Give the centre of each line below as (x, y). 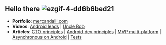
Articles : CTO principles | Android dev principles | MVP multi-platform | (87, 32)
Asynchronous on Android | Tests (47, 37)
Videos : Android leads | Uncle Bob (48, 26)
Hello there (23, 9)
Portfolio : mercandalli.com (40, 21)
